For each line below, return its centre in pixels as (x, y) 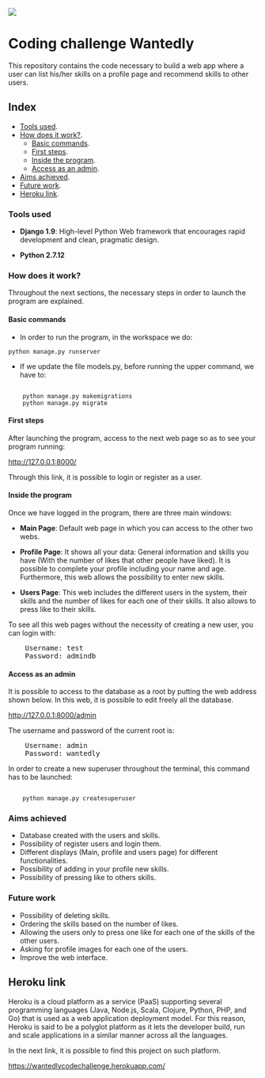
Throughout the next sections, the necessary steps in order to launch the (127, 293)
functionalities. (44, 861)
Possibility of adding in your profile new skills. (94, 869)
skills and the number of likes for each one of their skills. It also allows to (138, 601)
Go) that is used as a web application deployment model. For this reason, (127, 1018)
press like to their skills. (58, 609)
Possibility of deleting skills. (65, 915)
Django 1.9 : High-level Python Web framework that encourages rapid (132, 232)
